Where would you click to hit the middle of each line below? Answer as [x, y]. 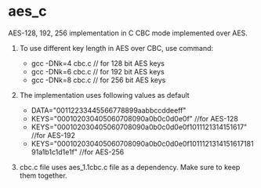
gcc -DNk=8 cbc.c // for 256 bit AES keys [98, 80]
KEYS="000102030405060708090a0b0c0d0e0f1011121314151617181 [142, 143]
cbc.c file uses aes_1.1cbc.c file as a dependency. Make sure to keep [130, 167]
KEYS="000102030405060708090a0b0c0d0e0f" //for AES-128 [135, 118]
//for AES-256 [102, 152]
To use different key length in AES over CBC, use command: [116, 48]
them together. [43, 175]
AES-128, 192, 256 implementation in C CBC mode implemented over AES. [128, 33]
